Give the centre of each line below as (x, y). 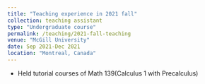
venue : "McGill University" (49, 40)
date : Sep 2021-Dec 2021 (44, 47)
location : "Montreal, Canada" (52, 54)
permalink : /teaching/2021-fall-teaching (69, 34)
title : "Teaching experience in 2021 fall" (72, 14)
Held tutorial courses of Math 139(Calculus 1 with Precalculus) (108, 73)
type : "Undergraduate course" (52, 27)
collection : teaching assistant (55, 20)
